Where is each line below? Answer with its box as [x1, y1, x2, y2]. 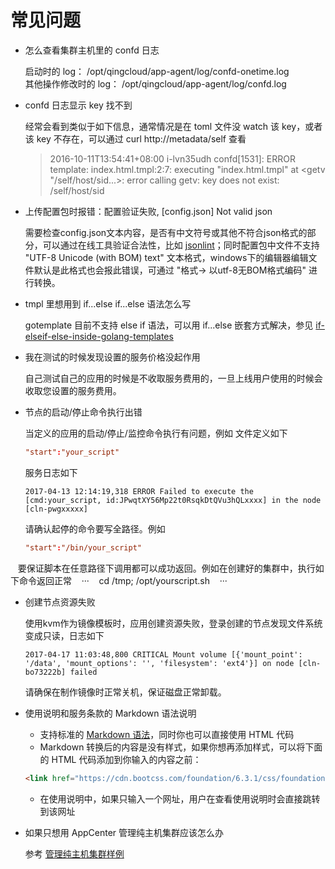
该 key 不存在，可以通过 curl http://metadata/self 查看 [24, 132, 247, 145]
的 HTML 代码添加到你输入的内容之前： [39, 753, 202, 765]
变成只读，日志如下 [24, 629, 105, 641]
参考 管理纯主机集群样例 [24, 847, 125, 860]
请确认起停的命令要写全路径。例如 [24, 522, 166, 535]
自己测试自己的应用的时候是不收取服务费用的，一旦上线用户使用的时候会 [24, 372, 323, 384]
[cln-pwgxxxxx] [24, 504, 89, 514]
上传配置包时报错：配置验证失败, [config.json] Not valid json [24, 205, 273, 217]
